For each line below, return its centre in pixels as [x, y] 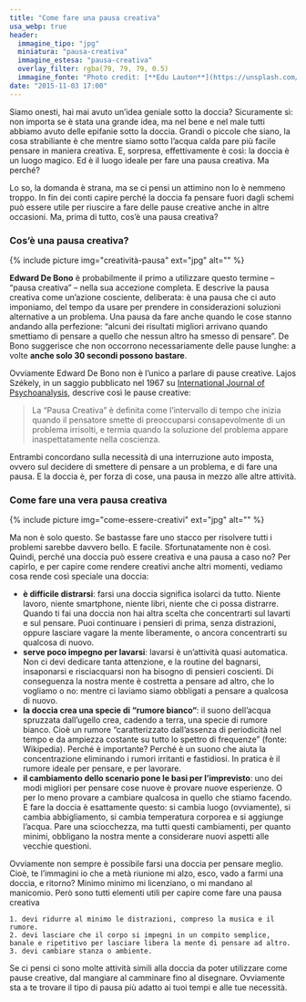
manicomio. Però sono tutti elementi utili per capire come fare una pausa [146, 893]
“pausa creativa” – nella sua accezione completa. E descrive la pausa [139, 287]
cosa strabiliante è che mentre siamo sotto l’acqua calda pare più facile [143, 141]
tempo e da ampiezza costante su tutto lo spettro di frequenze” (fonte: [154, 739]
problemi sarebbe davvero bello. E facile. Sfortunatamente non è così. [140, 548]
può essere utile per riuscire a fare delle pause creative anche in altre [140, 207]
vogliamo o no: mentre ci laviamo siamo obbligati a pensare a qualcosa [155, 691]
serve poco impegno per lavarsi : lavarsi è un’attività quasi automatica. [155, 652]
